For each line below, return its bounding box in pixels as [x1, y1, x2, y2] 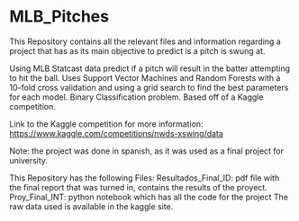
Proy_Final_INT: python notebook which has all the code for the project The [9, 191, 288, 202]
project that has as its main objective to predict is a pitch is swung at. [9, 45, 266, 56]
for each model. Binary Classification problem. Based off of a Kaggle [9, 92, 264, 102]
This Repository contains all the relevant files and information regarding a [9, 36, 281, 47]
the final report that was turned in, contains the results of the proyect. [9, 181, 267, 192]
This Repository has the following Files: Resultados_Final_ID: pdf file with [9, 172, 280, 183]
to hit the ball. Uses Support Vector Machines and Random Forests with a [9, 72, 281, 83]
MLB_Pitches [9, 6, 110, 27]
